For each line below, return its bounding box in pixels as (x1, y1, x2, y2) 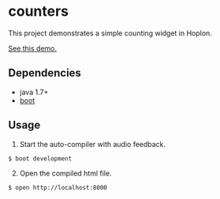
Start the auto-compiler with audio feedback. (19, 139, 166, 149)
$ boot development (8, 154, 73, 163)
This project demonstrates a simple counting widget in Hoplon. (8, 28, 213, 38)
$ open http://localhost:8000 (8, 184, 108, 192)
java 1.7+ (19, 87, 49, 97)
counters (8, 2, 69, 20)
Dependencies (8, 66, 81, 80)
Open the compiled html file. (19, 168, 112, 179)
